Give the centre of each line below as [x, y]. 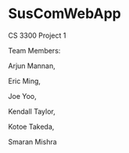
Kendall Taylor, [32, 111]
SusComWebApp [64, 14]
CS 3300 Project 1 [37, 35]
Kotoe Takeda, [31, 126]
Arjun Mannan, [32, 66]
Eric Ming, [25, 81]
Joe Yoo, [22, 96]
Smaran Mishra [32, 141]
